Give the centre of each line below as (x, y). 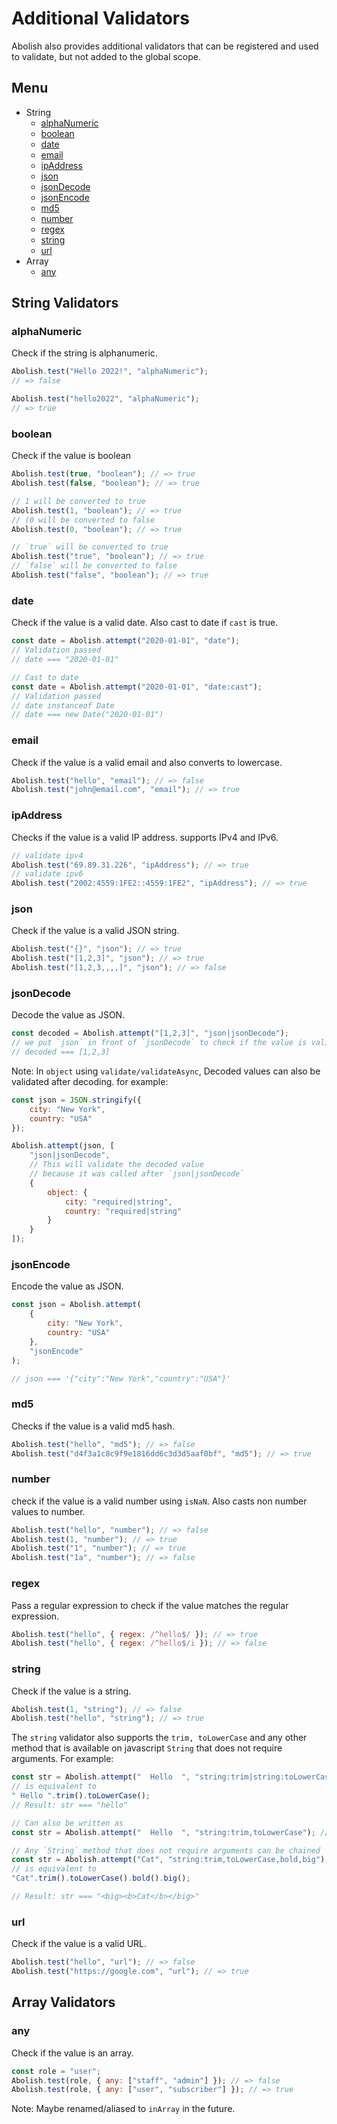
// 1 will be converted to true (78, 501)
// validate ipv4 (47, 855)
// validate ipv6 (47, 874)
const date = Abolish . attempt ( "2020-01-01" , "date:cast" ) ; (137, 687)
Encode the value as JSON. (67, 1286)
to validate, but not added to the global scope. (106, 56)
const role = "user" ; (56, 2071)
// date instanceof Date (63, 705)
